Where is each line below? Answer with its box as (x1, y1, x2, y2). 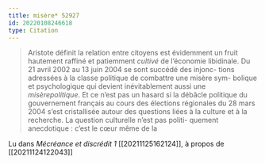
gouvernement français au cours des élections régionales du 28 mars (27, 98, 255, 108)
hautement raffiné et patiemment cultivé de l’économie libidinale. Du (27, 56, 251, 66)
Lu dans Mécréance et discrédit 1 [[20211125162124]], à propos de (8, 139, 225, 149)
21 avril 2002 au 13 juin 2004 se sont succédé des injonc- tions (27, 65, 235, 74)
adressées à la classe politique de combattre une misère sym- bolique (27, 73, 258, 83)
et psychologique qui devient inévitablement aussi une (27, 82, 206, 91)
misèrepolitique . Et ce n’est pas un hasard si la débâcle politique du (27, 90, 248, 100)
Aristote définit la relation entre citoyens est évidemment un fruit (27, 48, 238, 58)
